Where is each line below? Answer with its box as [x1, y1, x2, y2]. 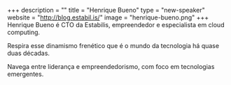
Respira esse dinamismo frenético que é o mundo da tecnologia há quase [7, 42, 219, 49]
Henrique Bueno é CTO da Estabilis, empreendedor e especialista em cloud [7, 21, 225, 29]
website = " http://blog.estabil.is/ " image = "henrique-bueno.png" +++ [7, 13, 209, 22]
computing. [7, 28, 41, 36]
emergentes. [7, 70, 44, 78]
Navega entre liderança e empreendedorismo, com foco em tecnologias [7, 63, 215, 70]
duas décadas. [7, 49, 50, 57]
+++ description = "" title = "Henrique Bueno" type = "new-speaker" [7, 6, 205, 14]
